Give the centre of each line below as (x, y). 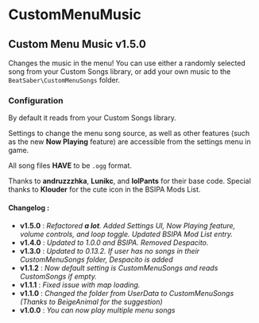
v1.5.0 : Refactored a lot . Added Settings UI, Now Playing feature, (128, 225)
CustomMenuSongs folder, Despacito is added (96, 259)
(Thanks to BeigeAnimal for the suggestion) (91, 302)
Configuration (36, 100)
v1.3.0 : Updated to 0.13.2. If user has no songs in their (110, 251)
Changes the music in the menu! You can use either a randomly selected (127, 63)
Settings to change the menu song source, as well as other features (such (129, 134)
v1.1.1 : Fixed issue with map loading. (80, 285)
